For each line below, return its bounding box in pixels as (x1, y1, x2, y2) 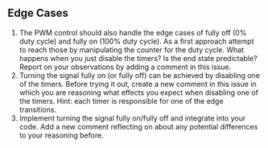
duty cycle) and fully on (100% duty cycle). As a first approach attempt (19, 36, 254, 46)
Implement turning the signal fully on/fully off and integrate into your (19, 113, 246, 123)
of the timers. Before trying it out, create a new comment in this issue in (19, 79, 257, 88)
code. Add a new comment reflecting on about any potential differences (19, 121, 258, 131)
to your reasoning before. (19, 130, 104, 140)
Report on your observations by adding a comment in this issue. (19, 62, 232, 72)
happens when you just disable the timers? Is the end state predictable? (19, 53, 258, 63)
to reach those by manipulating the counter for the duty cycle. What (19, 44, 245, 55)
